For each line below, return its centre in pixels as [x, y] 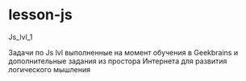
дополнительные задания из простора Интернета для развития [118, 61]
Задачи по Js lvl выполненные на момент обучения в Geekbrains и [123, 52]
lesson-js [40, 15]
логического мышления [50, 69]
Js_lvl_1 [21, 37]
